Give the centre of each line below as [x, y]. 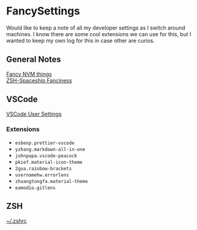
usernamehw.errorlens [42, 175]
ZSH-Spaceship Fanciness [39, 80]
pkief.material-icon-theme [49, 162]
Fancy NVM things [29, 74]
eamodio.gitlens [35, 188]
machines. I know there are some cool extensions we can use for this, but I [98, 34]
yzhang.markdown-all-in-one [50, 149]
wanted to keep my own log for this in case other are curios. [80, 40]
